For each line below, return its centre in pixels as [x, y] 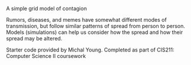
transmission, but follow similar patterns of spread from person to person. [96, 26]
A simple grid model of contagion [47, 8]
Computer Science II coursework [46, 56]
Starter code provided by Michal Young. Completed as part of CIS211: [90, 50]
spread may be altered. [34, 38]
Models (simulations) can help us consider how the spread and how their [95, 32]
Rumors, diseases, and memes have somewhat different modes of [86, 20]
